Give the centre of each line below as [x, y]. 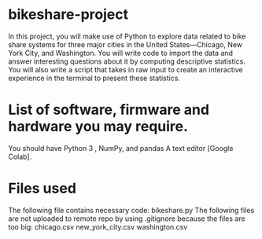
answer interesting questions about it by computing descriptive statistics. [127, 61]
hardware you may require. [98, 127]
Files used [42, 188]
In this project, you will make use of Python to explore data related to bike [127, 36]
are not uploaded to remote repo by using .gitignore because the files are [127, 219]
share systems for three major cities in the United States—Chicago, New [125, 44]
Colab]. [20, 156]
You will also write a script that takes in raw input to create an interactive [125, 69]
